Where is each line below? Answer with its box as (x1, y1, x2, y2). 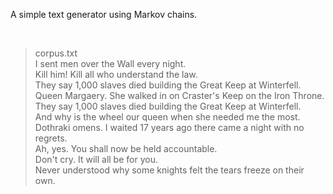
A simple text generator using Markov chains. (10, 9, 198, 20)
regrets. (34, 132, 68, 144)
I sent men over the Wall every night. (34, 58, 187, 69)
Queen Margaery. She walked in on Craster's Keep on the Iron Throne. (34, 90, 325, 101)
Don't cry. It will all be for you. (34, 154, 158, 165)
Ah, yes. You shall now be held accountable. (34, 143, 218, 154)
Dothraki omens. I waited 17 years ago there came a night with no (34, 122, 305, 133)
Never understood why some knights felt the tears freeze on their (34, 164, 305, 176)
